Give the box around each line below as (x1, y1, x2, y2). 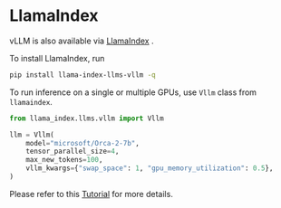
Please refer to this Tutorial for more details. (9, 188, 174, 199)
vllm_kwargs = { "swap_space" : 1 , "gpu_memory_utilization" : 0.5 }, (25, 164, 274, 173)
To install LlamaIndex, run (9, 52, 105, 63)
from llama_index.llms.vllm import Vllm (9, 114, 165, 123)
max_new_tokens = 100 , (25, 156, 103, 165)
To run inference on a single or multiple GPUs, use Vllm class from (9, 87, 257, 98)
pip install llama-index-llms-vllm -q (9, 70, 156, 80)
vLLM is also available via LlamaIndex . (9, 35, 154, 46)
